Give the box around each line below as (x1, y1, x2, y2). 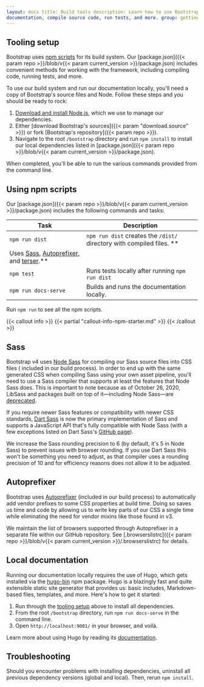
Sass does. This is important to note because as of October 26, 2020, (6, 383, 181, 391)
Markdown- (166, 584, 196, 591)
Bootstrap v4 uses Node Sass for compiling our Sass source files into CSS (6, 358, 192, 365)
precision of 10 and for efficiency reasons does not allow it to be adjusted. (6, 459, 191, 466)
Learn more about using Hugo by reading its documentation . (6, 633, 158, 641)
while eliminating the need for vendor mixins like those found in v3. (6, 513, 174, 520)
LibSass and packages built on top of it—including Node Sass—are (6, 390, 174, 397)
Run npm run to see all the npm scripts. (6, 306, 103, 313)
